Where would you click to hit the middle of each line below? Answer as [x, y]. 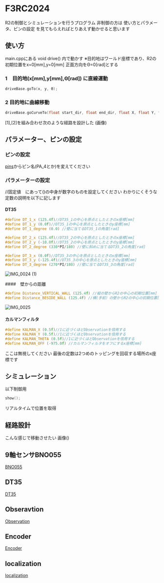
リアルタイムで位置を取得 [31, 408]
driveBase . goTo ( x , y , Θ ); [31, 89]
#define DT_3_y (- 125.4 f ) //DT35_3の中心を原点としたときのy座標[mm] [71, 260]
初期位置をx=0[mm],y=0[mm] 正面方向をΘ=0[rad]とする [62, 65]
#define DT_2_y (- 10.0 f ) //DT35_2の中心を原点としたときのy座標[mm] [70, 242]
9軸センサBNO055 [33, 455]
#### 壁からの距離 [26, 284]
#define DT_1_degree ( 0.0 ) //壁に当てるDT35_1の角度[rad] [62, 229]
